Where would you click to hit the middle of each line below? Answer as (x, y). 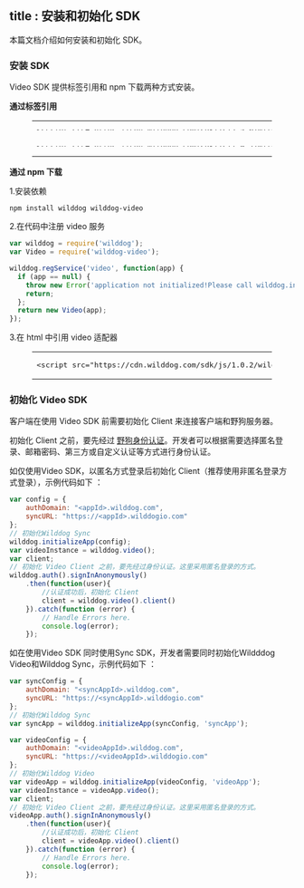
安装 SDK (29, 65)
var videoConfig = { (48, 740)
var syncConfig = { (46, 681)
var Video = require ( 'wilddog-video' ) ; (85, 252)
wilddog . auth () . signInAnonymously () (78, 575)
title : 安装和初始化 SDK (75, 16)
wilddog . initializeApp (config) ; (70, 542)
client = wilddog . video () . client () (109, 601)
